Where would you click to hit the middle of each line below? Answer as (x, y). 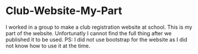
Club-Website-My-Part (64, 11)
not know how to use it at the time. (48, 46)
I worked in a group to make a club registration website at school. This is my (99, 27)
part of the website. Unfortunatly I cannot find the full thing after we (89, 33)
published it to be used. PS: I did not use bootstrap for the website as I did (96, 39)
